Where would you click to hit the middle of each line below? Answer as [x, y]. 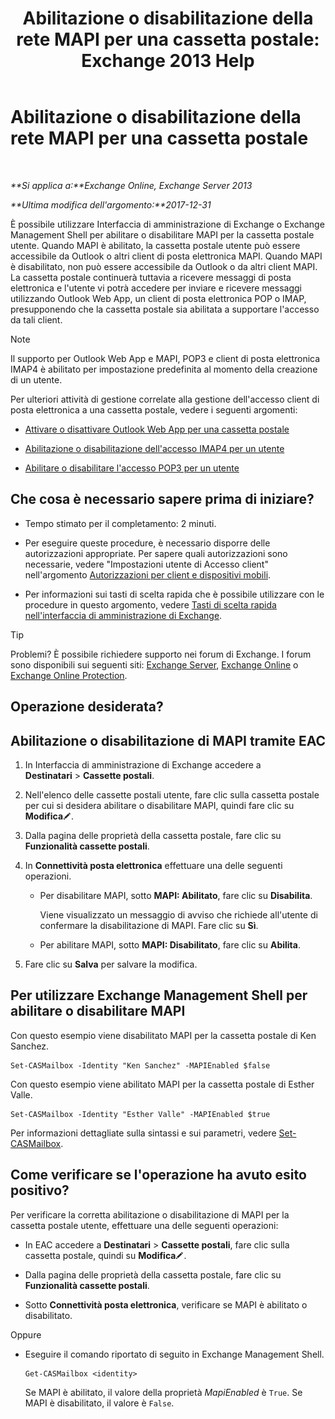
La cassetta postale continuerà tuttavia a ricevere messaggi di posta [151, 277]
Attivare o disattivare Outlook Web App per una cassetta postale [157, 429]
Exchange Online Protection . [69, 675]
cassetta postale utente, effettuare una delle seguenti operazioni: [144, 1225]
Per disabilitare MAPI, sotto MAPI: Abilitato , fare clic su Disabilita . [176, 895]
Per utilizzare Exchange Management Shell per [159, 995]
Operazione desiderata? [87, 707]
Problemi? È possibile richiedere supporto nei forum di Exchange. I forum [161, 654]
